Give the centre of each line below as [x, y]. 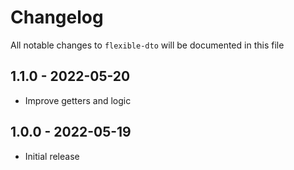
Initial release [52, 156]
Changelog [57, 17]
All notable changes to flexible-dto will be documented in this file [147, 45]
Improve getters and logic [78, 100]
